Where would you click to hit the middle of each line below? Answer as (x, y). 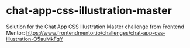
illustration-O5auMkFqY (34, 39)
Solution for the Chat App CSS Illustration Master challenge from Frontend (95, 27)
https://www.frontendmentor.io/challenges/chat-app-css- (96, 32)
